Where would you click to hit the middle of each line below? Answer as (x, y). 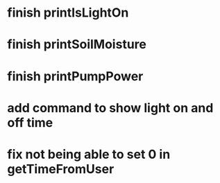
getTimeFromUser (61, 169)
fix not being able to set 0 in (89, 154)
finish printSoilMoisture (77, 45)
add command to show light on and (110, 108)
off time (30, 122)
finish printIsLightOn (68, 13)
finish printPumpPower (75, 76)
